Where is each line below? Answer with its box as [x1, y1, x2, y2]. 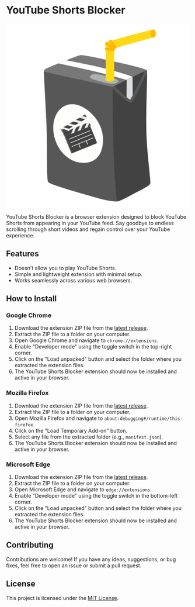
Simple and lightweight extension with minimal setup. [14, 270, 143, 278]
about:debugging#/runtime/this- [104, 416, 183, 422]
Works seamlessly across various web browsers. [14, 277, 133, 284]
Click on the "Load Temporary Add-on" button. [14, 427, 128, 434]
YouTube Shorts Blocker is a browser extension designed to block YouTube [6, 213, 187, 220]
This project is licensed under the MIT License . [6, 594, 119, 601]
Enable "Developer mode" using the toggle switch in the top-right [14, 343, 172, 350]
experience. [6, 232, 35, 239]
